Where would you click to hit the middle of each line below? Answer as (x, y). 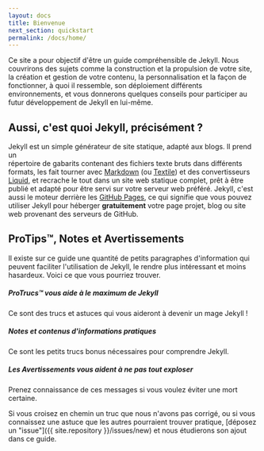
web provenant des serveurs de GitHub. (73, 214)
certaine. (23, 398)
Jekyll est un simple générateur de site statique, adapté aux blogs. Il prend (130, 147)
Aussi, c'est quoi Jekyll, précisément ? (106, 127)
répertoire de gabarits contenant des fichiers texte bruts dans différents (125, 164)
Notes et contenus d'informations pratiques (82, 331)
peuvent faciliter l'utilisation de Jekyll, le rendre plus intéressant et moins (127, 266)
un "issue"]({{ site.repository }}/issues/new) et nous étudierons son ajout (128, 430)
